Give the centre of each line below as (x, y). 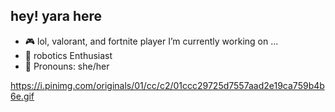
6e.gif (22, 96)
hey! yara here (56, 16)
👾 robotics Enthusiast (68, 55)
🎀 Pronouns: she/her (67, 66)
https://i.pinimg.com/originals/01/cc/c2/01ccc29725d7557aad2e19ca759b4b (167, 85)
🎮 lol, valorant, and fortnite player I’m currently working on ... (151, 41)
